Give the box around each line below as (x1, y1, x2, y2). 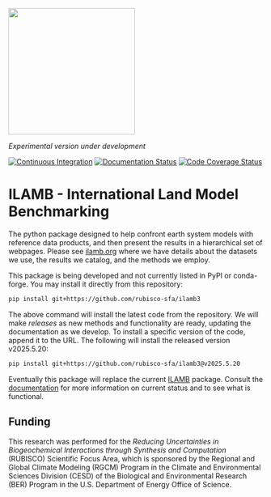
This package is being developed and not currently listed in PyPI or (8, 270, 232, 280)
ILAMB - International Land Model (8, 185, 239, 204)
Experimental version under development (8, 142, 146, 151)
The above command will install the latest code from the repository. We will (8, 309, 259, 319)
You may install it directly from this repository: (29, 279, 184, 289)
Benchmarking (8, 202, 110, 221)
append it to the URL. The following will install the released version (8, 335, 231, 345)
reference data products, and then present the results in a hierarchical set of (8, 237, 263, 247)
